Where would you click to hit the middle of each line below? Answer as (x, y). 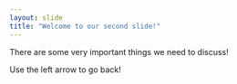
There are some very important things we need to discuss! (119, 51)
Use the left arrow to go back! (65, 70)
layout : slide (36, 18)
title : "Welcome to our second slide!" (85, 26)
